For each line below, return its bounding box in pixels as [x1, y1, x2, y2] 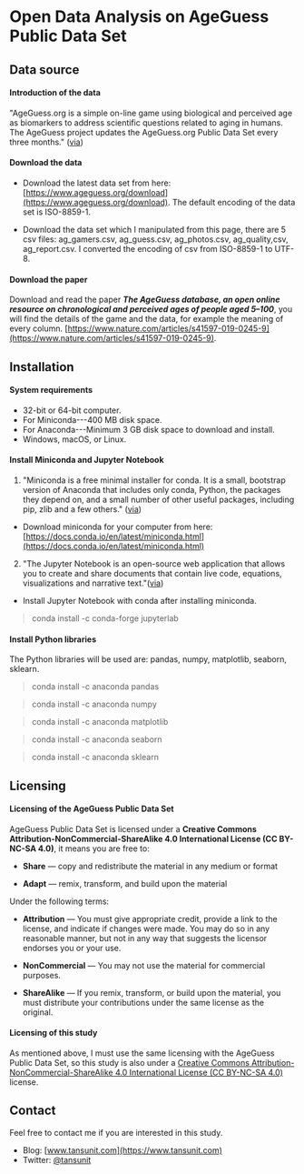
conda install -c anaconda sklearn [31, 752, 159, 763]
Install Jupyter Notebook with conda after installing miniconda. [22, 595, 257, 606]
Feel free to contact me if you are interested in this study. [9, 1127, 223, 1138]
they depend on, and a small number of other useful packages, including [22, 494, 295, 505]
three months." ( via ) [9, 136, 84, 147]
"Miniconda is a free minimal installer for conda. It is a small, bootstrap [22, 475, 286, 486]
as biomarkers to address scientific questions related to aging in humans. [9, 116, 283, 128]
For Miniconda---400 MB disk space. [22, 414, 162, 425]
